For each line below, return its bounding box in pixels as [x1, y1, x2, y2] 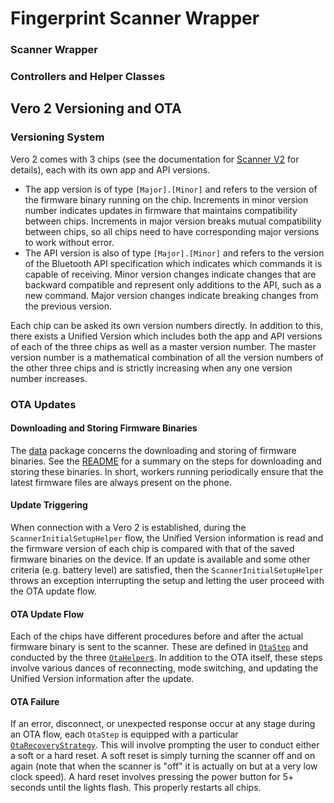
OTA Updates [10, 397, 77, 411]
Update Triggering [10, 499, 88, 511]
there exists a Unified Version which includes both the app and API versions [10, 330, 323, 342]
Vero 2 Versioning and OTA [10, 100, 182, 117]
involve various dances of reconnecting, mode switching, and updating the [10, 662, 319, 674]
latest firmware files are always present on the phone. [10, 476, 232, 488]
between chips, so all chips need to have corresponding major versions [24, 225, 320, 237]
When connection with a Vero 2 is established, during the [10, 522, 247, 534]
